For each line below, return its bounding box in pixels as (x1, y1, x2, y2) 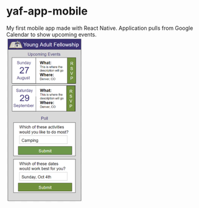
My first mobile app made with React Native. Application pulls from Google (6, 24, 194, 32)
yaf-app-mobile (6, 4, 88, 18)
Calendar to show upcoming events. (6, 30, 97, 38)
